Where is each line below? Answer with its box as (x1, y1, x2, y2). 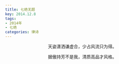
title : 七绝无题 (5, 7, 35, 12)
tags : (5, 16, 16, 21)
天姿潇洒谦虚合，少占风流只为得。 (48, 44, 117, 49)
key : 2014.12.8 (5, 12, 36, 16)
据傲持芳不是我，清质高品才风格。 (48, 54, 117, 60)
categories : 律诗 (5, 30, 39, 34)
